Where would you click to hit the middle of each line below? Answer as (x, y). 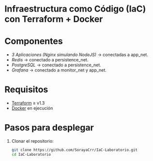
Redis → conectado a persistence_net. (50, 60)
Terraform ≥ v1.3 (28, 103)
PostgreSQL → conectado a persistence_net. (56, 65)
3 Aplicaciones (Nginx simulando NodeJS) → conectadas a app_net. (80, 55)
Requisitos (26, 90)
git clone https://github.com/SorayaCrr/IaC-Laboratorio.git (75, 150)
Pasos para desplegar (49, 128)
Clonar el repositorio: (32, 141)
